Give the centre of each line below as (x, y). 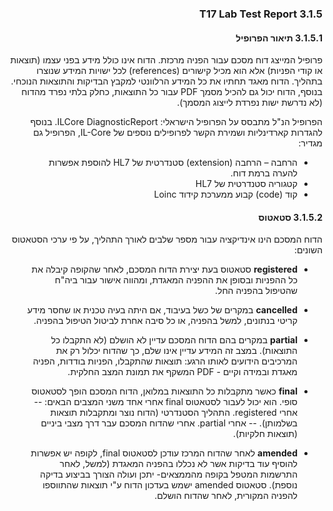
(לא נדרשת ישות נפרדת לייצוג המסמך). (249, 103)
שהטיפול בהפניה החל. (256, 291)
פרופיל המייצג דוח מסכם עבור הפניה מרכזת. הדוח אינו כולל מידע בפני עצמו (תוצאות (166, 60)
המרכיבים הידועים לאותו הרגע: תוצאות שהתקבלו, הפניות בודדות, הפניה (165, 361)
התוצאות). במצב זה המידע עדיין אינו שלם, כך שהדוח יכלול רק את (176, 351)
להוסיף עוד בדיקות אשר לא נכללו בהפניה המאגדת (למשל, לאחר (178, 464)
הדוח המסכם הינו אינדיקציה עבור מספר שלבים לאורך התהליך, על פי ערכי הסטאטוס (167, 239)
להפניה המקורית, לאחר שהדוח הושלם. (226, 496)
